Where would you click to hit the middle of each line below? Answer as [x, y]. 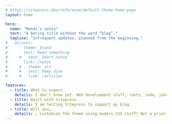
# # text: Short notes [36, 57]
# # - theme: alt [28, 67]
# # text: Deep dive [34, 71]
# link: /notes [28, 62]
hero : [11, 24]
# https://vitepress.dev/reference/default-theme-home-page [71, 10]
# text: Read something [38, 52]
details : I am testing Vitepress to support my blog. [73, 104]
